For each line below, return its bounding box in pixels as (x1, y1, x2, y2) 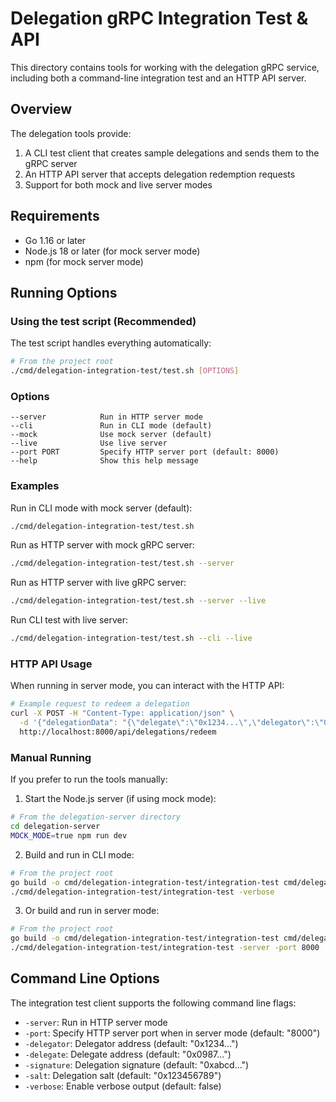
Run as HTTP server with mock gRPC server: (10, 539, 195, 551)
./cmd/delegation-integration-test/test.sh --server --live (10, 596, 267, 606)
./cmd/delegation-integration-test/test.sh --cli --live (10, 633, 253, 644)
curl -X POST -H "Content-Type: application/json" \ (10, 708, 235, 719)
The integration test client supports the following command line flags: (10, 997, 297, 1009)
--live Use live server (10, 438, 168, 449)
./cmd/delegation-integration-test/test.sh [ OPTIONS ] (10, 366, 240, 376)
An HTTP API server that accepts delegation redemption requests (24, 168, 296, 180)
